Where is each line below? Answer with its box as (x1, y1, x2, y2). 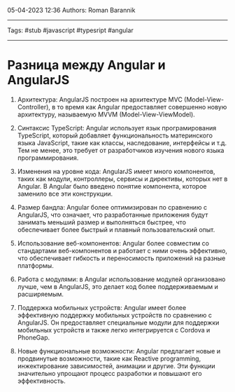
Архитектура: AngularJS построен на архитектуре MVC (17, 95, 183, 104)
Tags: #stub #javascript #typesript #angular (7, 26, 134, 34)
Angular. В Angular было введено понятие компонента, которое (17, 182, 207, 190)
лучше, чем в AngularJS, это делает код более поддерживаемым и (17, 282, 219, 290)
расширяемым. (17, 290, 64, 298)
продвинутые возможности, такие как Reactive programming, (17, 354, 201, 363)
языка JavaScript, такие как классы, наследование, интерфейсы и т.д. (17, 138, 227, 147)
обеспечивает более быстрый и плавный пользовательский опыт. (17, 225, 215, 234)
